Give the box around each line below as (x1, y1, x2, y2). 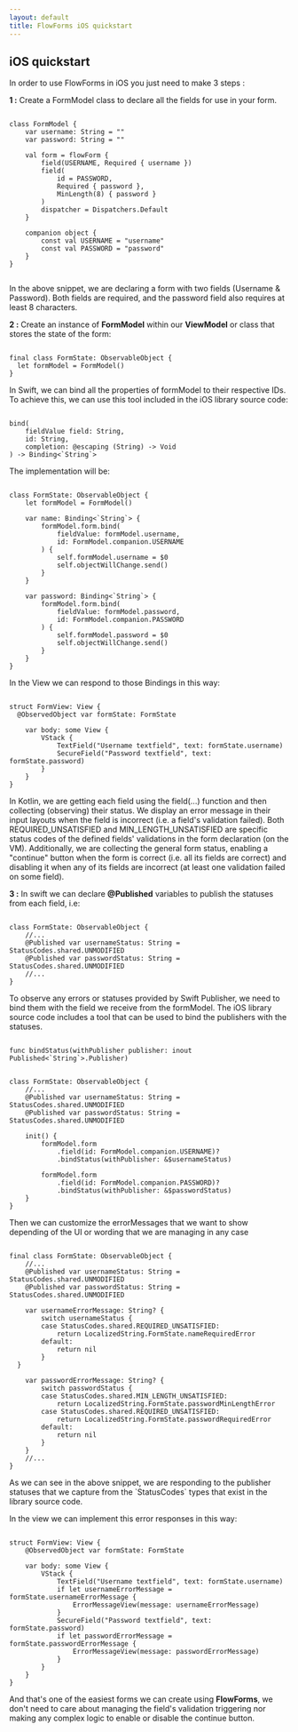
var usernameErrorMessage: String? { (25, 1306, 165, 1315)
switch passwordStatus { (41, 1384, 133, 1393)
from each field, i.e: (9, 898, 81, 909)
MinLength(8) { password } (56, 190, 157, 199)
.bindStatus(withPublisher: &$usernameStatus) (56, 1155, 232, 1164)
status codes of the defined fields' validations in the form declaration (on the (9, 834, 289, 844)
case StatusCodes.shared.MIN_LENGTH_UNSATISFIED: (41, 1392, 228, 1401)
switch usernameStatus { (41, 1314, 133, 1323)
